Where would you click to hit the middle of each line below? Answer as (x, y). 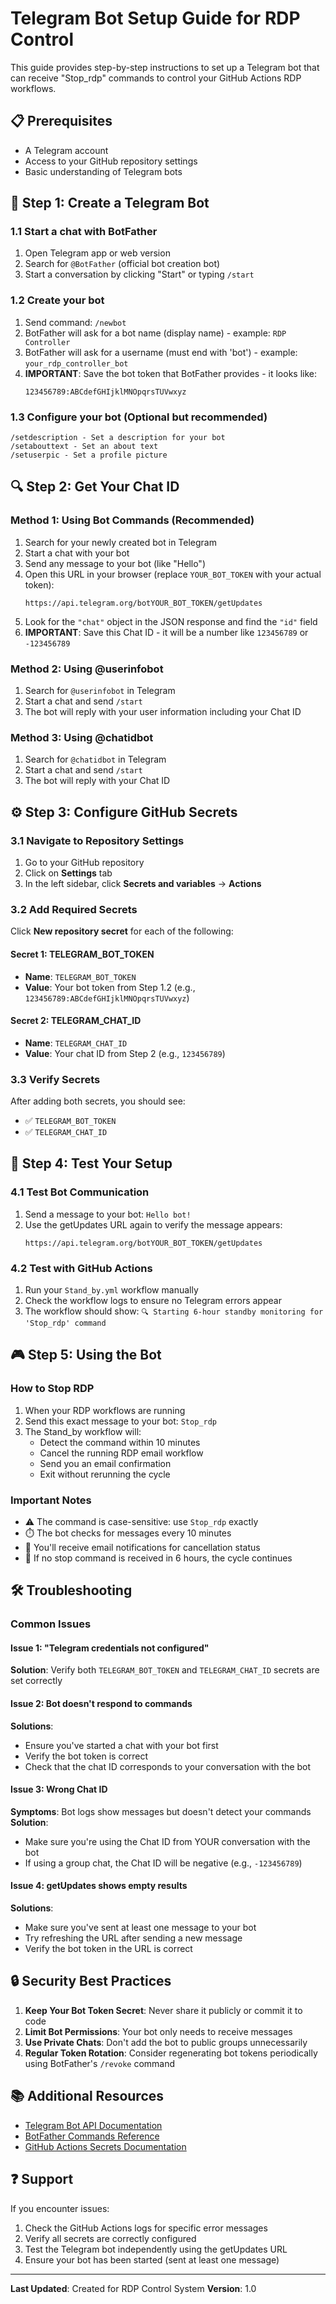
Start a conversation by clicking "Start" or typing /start (139, 274)
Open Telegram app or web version (97, 253)
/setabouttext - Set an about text (84, 447)
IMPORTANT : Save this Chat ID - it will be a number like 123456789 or (166, 632)
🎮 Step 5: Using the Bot (86, 1355)
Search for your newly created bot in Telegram (120, 542)
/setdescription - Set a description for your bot (118, 438)
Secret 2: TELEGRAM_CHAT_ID (76, 1021)
